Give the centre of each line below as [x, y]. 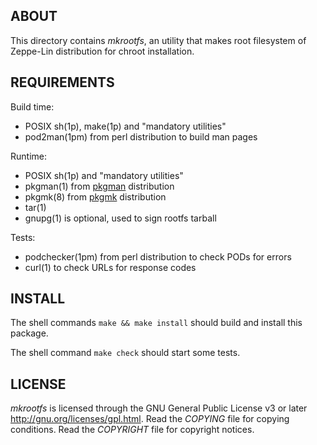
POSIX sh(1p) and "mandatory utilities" [104, 175]
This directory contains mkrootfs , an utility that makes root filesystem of [158, 40]
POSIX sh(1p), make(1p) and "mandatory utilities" [125, 126]
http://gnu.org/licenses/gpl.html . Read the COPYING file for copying [150, 419]
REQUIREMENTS [62, 82]
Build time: [32, 106]
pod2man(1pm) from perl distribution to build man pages [141, 136]
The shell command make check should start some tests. [125, 353]
